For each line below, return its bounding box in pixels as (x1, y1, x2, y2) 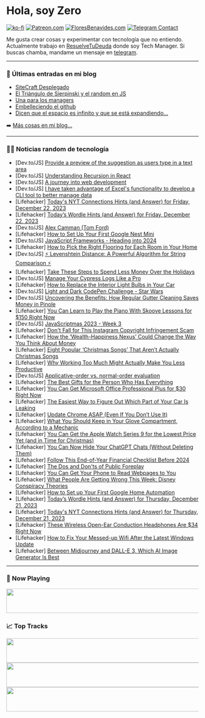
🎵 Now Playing (6, 575, 50, 583)
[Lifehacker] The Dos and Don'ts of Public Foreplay (15, 462, 145, 470)
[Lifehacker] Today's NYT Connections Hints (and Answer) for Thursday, (15, 508, 198, 515)
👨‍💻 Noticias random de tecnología (6, 145, 109, 153)
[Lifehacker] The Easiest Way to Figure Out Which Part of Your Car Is (15, 397, 189, 405)
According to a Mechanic (15, 424, 79, 431)
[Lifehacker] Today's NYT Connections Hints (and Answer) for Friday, (15, 198, 190, 205)
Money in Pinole (15, 300, 56, 308)
